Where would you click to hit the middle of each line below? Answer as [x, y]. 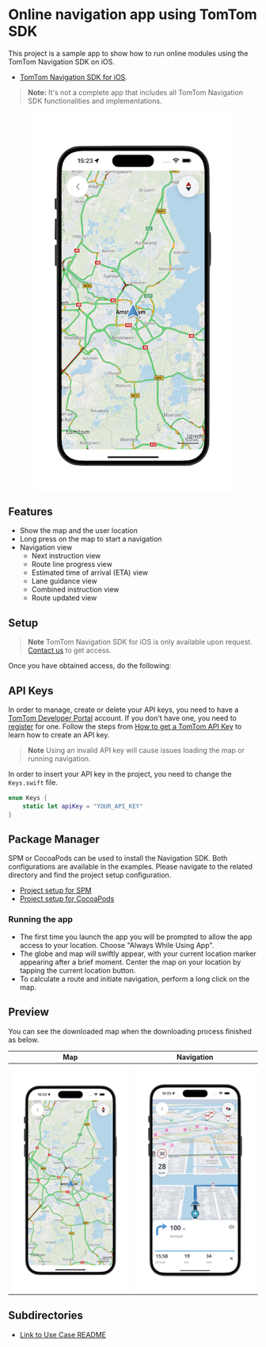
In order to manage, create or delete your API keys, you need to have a [123, 710]
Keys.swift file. [33, 782]
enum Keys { [28, 797]
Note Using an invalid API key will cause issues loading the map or [136, 750]
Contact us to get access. [70, 650]
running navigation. [59, 759]
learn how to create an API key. [59, 735]
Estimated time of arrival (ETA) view [90, 573]
